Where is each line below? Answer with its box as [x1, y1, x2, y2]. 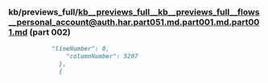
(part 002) [29, 27, 71, 38]
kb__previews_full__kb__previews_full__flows [77, 6, 260, 18]
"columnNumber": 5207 [65, 52, 138, 60]
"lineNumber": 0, [51, 45, 110, 53]
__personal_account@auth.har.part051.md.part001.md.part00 [8, 16, 260, 27]
